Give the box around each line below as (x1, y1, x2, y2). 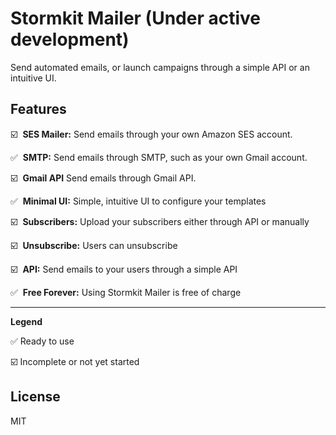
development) (10, 28, 130, 51)
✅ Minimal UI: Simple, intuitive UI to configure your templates (10, 195, 267, 207)
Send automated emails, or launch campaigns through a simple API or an (10, 61, 310, 73)
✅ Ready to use (10, 335, 75, 347)
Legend (10, 315, 43, 327)
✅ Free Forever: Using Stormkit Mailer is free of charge (10, 286, 242, 298)
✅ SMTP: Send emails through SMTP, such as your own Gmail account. (10, 151, 308, 163)
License (10, 388, 61, 406)
